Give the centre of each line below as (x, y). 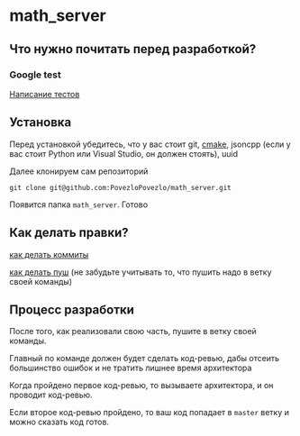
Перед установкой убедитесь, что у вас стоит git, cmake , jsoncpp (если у (150, 144)
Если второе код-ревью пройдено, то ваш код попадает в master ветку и (150, 413)
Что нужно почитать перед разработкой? (133, 49)
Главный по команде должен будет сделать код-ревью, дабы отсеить (145, 359)
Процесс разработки (72, 309)
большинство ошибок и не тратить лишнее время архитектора (131, 368)
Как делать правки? (69, 233)
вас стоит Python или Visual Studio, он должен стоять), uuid (124, 153)
